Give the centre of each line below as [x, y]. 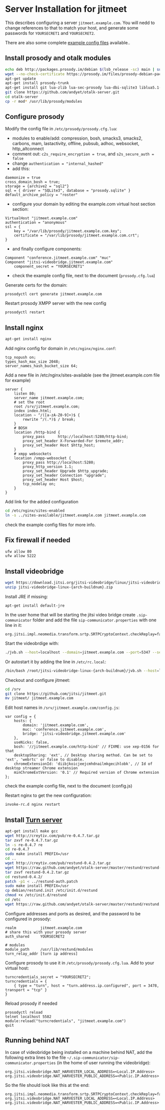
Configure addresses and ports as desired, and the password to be [73, 913]
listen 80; [25, 394]
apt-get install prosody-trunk [37, 83]
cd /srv [13, 689]
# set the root [29, 402]
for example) [18, 380]
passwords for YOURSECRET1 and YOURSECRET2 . [50, 33]
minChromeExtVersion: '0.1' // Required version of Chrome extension [87, 773]
